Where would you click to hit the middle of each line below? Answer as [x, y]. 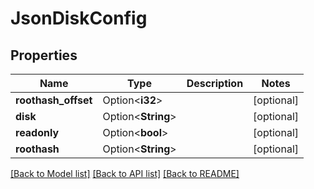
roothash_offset [54, 100]
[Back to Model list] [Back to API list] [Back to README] [125, 173]
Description [215, 83]
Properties [44, 55]
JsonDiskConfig [79, 18]
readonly [37, 132]
